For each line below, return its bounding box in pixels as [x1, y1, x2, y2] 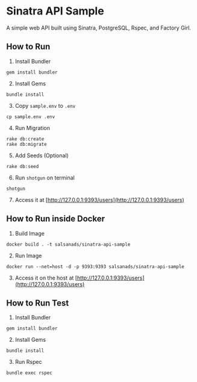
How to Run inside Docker [6, 214, 105, 224]
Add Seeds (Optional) [14, 152, 69, 159]
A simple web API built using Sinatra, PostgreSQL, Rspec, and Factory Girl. [6, 24, 192, 31]
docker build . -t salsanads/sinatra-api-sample [6, 241, 131, 248]
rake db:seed [6, 163, 39, 169]
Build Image [14, 230, 45, 237]
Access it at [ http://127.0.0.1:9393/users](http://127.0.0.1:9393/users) [14, 196, 185, 203]
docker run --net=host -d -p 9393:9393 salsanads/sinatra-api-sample [6, 263, 185, 269]
